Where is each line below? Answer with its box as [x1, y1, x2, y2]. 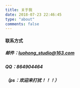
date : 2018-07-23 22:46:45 [5, 12, 62, 17]
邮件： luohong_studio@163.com [5, 50, 74, 56]
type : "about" [5, 17, 35, 22]
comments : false [5, 21, 39, 27]
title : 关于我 [5, 7, 33, 13]
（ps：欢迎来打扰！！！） [5, 77, 59, 83]
